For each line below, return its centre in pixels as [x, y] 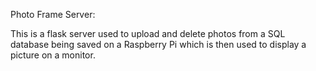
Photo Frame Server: [53, 14]
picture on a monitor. [53, 55]
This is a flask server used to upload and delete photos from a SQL [148, 33]
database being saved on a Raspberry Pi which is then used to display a [158, 44]
